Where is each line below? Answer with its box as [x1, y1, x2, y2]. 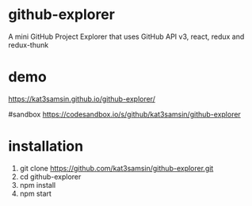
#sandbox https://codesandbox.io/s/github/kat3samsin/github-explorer [8, 109, 242, 119]
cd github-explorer [19, 172, 82, 181]
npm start [19, 189, 52, 198]
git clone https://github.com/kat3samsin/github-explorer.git [19, 163, 214, 173]
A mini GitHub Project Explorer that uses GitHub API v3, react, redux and [8, 32, 245, 41]
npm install [19, 180, 56, 189]
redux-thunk [8, 40, 49, 49]
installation [8, 137, 84, 155]
